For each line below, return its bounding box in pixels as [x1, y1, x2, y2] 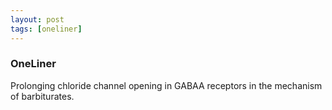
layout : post [10, 14, 65, 25]
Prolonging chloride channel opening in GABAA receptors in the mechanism [10, 79, 323, 91]
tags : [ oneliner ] [10, 24, 83, 34]
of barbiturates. [10, 90, 75, 102]
